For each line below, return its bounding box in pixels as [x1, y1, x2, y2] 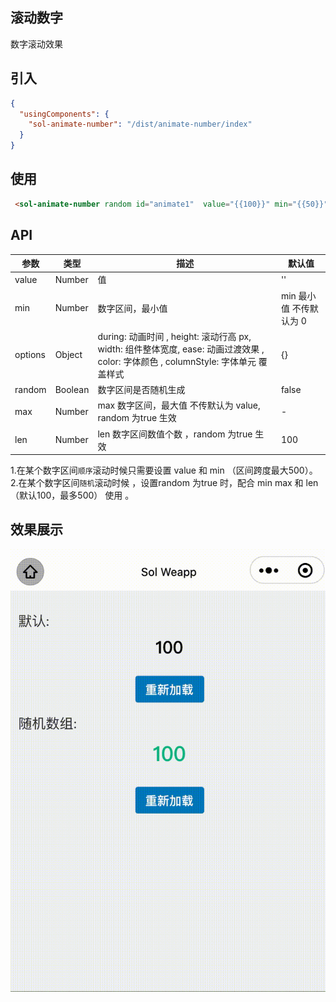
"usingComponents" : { [19, 109, 110, 119]
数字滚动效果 [10, 38, 63, 50]
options [14, 349, 46, 361]
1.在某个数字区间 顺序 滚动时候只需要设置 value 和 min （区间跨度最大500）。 [10, 464, 318, 476]
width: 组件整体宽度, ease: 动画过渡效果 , [97, 343, 265, 355]
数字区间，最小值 [97, 302, 168, 314]
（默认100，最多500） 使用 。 [10, 489, 135, 501]
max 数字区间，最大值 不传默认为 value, [97, 399, 261, 412]
